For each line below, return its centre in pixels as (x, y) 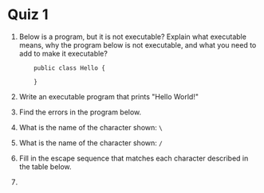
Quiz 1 (28, 15)
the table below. (45, 166)
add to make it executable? (63, 53)
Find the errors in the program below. (80, 112)
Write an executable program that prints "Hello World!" (108, 96)
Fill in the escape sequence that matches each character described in (134, 158)
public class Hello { (69, 68)
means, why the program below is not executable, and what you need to (138, 44)
